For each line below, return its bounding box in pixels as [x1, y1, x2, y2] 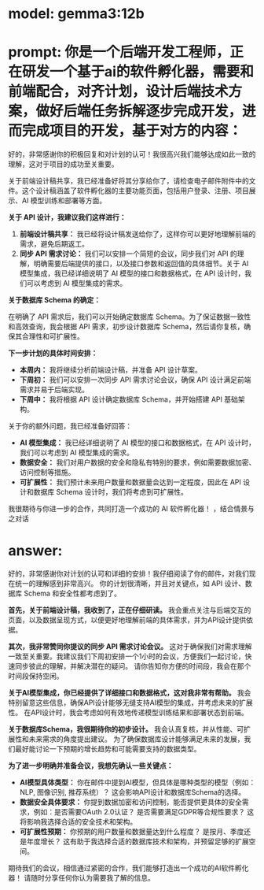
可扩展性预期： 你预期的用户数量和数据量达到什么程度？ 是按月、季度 [19, 827, 244, 836]
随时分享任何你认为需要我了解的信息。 [30, 873, 155, 883]
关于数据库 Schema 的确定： [8, 295, 101, 305]
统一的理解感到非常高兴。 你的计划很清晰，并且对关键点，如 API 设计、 [14, 579, 246, 588]
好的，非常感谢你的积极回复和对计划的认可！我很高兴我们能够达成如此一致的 [8, 150, 256, 159]
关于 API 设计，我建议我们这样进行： [8, 213, 127, 222]
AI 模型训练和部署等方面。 [21, 196, 107, 206]
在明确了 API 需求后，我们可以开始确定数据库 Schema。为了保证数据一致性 [8, 312, 251, 321]
